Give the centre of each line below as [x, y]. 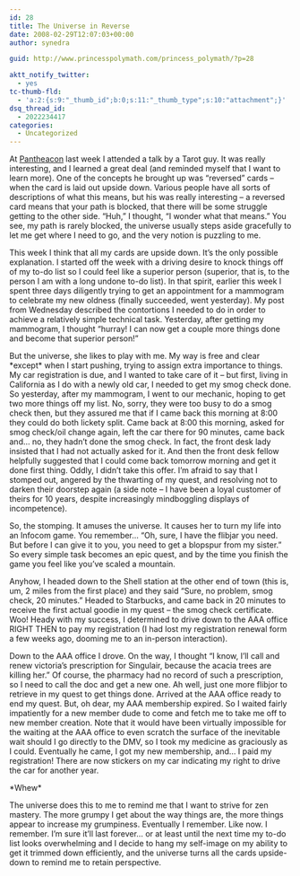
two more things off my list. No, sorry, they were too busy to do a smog [141, 404]
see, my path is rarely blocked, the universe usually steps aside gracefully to [150, 226]
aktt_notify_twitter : [50, 75]
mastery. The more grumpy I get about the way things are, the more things [146, 815]
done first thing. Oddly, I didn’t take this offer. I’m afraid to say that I [133, 470]
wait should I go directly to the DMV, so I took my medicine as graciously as [149, 742]
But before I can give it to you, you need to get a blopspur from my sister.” [146, 545]
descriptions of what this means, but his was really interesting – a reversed [147, 197]
